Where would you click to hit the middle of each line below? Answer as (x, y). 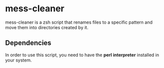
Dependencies (28, 43)
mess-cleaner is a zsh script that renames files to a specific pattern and (79, 22)
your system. (19, 60)
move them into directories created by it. (47, 27)
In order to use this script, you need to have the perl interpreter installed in (82, 55)
